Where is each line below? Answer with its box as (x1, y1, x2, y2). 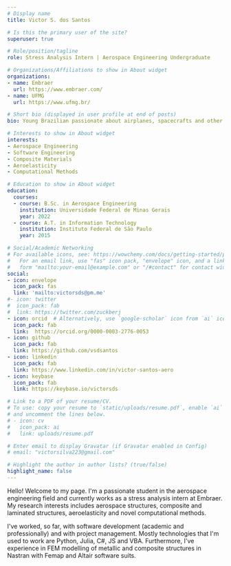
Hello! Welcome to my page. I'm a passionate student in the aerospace (7, 487, 208, 495)
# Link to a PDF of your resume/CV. (7, 398, 112, 405)
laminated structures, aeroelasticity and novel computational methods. (7, 508, 207, 517)
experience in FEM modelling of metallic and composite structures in (7, 544, 201, 552)
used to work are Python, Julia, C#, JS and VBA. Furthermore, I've (7, 536, 195, 545)
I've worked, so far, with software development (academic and (7, 522, 184, 530)
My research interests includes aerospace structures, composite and (7, 501, 202, 509)
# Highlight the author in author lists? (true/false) (7, 461, 168, 469)
